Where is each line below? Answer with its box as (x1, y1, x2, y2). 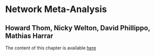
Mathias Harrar (5, 31, 54, 40)
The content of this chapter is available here (5, 45, 96, 51)
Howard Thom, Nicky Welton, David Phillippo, (5, 24, 150, 32)
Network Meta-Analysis (5, 4, 107, 15)
